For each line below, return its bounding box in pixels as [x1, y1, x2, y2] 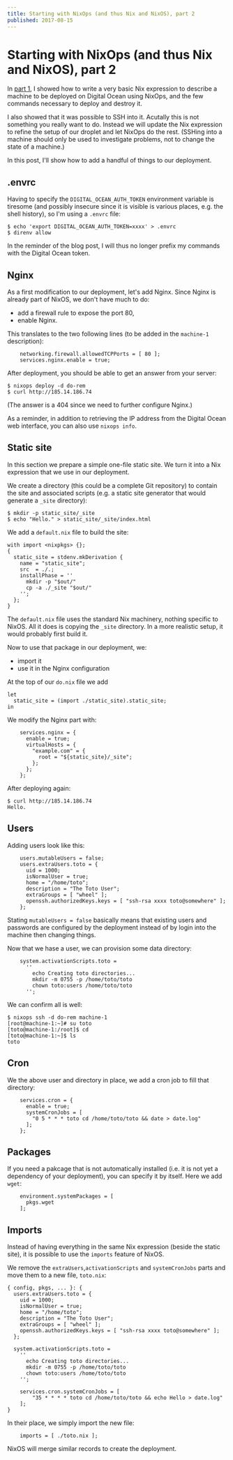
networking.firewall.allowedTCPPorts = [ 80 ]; [20, 350, 160, 358]
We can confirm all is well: [7, 1000, 82, 1008]
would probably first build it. [7, 630, 89, 638]
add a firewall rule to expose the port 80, [17, 308, 135, 318]
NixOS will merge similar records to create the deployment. [7, 1445, 176, 1453]
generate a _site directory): [7, 496, 87, 505]
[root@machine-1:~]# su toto [7, 1020, 92, 1027]
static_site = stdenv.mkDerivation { [13, 553, 123, 560]
